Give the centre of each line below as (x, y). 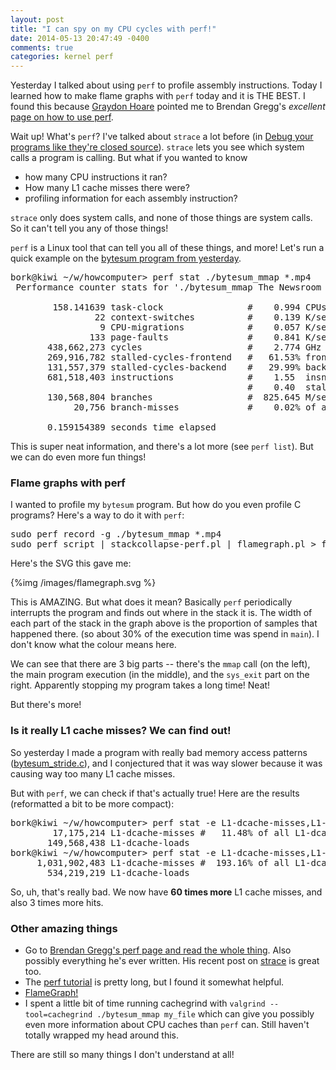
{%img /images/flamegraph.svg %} (83, 583)
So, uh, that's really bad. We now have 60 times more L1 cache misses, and (166, 892)
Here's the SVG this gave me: (71, 563)
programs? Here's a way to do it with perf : (97, 515)
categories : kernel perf (62, 57)
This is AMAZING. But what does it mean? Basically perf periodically (151, 602)
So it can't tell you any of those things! (89, 228)
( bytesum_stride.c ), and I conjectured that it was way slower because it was (166, 763)
